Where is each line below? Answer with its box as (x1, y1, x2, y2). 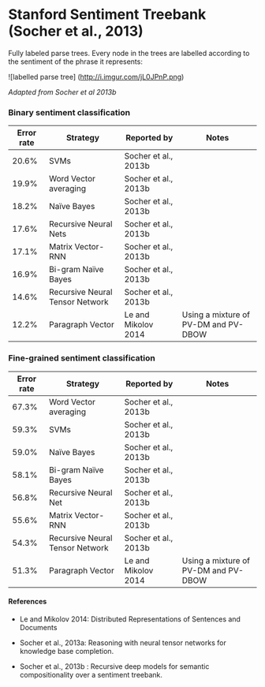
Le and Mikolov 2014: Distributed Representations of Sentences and (19, 614, 241, 624)
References (8, 597, 47, 607)
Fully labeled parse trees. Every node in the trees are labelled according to (8, 48, 250, 58)
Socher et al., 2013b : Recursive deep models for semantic (19, 661, 210, 671)
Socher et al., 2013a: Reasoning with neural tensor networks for (19, 637, 226, 648)
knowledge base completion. (19, 646, 114, 655)
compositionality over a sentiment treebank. (19, 670, 163, 679)
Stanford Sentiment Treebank (8, 6, 207, 24)
